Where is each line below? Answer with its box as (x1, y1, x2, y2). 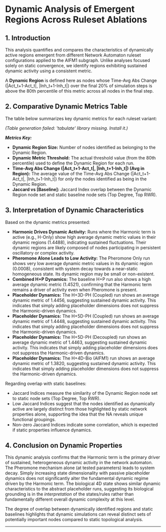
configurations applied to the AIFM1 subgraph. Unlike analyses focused (5, 57, 150, 63)
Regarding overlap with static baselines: (5, 380, 86, 386)
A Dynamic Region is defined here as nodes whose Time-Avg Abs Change (5, 78, 157, 83)
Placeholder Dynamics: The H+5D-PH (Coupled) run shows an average (12, 313, 159, 319)
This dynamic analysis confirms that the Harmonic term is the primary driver (5, 454, 161, 460)
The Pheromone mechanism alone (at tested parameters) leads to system (5, 465, 155, 471)
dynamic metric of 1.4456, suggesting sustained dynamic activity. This (12, 297, 157, 303)
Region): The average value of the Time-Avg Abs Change (12, 170, 130, 176)
